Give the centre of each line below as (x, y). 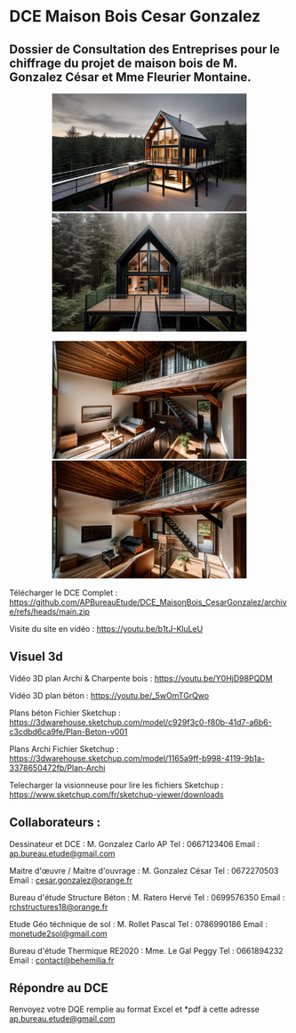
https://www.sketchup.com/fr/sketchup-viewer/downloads (116, 795)
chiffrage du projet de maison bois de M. (124, 63)
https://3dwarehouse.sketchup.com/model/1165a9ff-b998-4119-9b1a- (137, 758)
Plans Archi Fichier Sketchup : (64, 748)
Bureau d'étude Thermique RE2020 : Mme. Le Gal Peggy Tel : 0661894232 (146, 950)
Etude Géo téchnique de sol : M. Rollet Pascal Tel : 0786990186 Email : (139, 924)
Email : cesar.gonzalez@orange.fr (71, 880)
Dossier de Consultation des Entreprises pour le (144, 49)
